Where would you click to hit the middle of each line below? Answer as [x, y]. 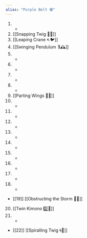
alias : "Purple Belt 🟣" [31, 10]
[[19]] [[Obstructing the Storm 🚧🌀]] [47, 198]
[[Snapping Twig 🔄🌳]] [34, 34]
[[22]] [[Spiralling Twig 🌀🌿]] [40, 230]
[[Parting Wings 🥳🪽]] [33, 95]
